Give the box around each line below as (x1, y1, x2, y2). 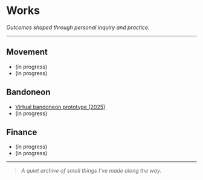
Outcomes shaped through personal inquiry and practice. (6, 24, 150, 31)
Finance (6, 127, 37, 137)
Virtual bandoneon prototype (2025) (14, 103, 106, 110)
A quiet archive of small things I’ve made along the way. (21, 167, 162, 175)
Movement (6, 47, 48, 58)
